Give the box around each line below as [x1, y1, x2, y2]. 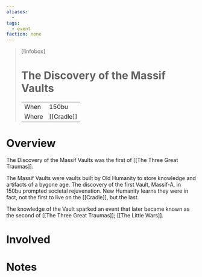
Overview [6, 137, 56, 151]
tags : [6, 20, 20, 26]
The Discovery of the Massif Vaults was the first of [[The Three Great [6, 157, 178, 163]
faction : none [6, 31, 42, 37]
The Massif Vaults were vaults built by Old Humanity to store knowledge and [6, 175, 196, 181]
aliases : [6, 8, 28, 15]
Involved [6, 233, 51, 247]
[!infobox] [21, 48, 46, 55]
